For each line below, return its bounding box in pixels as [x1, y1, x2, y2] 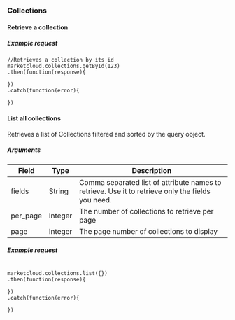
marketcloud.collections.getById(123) [7, 62, 120, 70]
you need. [79, 195, 112, 204]
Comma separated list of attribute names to [79, 177, 222, 187]
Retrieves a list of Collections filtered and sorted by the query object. [7, 130, 206, 138]
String [48, 186, 69, 196]
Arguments [7, 146, 41, 154]
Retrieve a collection [7, 23, 69, 32]
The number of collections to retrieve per [79, 206, 214, 216]
